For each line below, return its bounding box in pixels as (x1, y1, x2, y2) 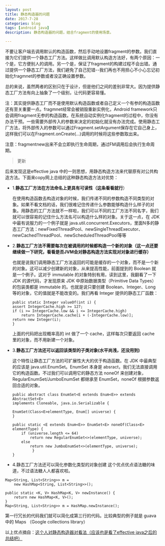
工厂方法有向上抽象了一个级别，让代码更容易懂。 (9, 90, 109, 95)
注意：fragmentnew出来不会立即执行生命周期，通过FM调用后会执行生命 (5, 141, 151, 147)
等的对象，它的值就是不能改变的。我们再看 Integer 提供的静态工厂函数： (12, 290, 159, 296)
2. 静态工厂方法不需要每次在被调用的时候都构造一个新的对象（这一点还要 (12, 243, 159, 248)
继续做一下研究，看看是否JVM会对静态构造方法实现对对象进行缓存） (12, 249, 151, 255)
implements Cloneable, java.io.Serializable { (12, 401, 110, 406)
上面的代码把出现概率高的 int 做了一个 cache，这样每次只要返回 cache (12, 331, 155, 336)
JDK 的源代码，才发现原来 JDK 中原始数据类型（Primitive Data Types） (12, 278, 157, 283)
